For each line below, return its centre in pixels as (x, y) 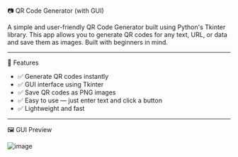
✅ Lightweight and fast (51, 108)
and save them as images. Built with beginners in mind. (88, 42)
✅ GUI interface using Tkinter (61, 84)
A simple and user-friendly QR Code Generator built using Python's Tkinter (117, 27)
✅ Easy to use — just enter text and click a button (90, 100)
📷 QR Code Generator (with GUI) (56, 11)
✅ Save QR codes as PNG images (67, 92)
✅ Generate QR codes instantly (63, 76)
